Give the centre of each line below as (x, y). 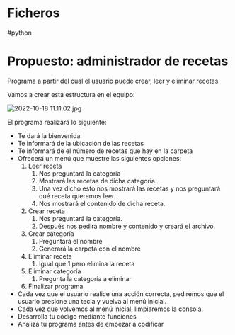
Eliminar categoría (55, 271)
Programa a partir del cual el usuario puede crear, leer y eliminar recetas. (114, 81)
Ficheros (34, 13)
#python (19, 33)
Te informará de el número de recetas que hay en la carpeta (105, 151)
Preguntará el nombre (70, 241)
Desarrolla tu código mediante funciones (77, 316)
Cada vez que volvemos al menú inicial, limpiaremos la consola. (110, 309)
